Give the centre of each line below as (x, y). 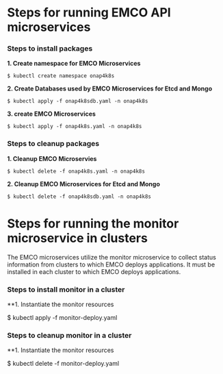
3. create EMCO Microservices (51, 114)
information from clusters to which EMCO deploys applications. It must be (111, 264)
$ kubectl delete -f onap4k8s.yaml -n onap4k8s (76, 171)
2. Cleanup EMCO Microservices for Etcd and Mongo (84, 184)
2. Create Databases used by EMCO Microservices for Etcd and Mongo (110, 89)
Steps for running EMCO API (89, 13)
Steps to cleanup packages (53, 144)
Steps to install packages (50, 49)
